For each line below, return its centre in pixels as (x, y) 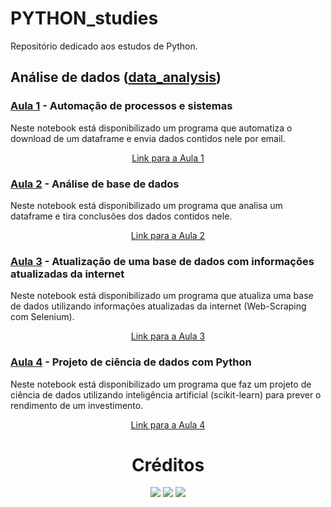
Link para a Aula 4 (168, 424)
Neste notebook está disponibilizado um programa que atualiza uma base (162, 296)
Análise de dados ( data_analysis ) (116, 77)
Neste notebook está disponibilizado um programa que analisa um (146, 205)
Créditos (168, 464)
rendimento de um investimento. (77, 405)
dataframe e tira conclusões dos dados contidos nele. (121, 216)
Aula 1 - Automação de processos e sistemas (121, 106)
